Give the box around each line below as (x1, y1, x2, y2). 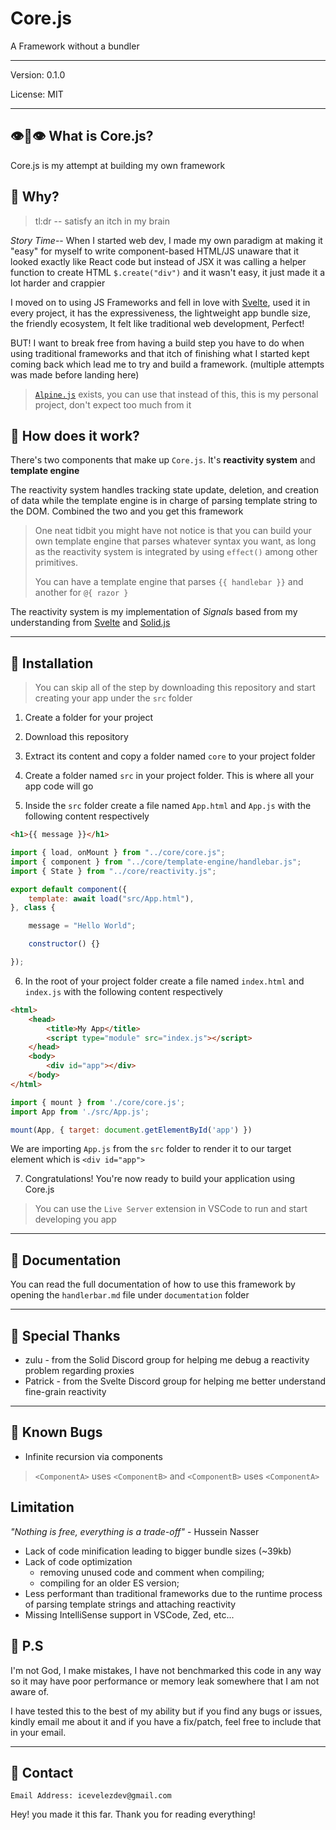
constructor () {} (28, 939, 101, 949)
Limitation (10, 1499, 75, 1516)
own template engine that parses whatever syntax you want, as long (34, 535, 317, 547)
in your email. (10, 1726, 67, 1738)
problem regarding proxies (24, 1365, 135, 1377)
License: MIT (10, 88, 64, 100)
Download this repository (24, 731, 129, 743)
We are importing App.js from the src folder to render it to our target (10, 1143, 292, 1155)
